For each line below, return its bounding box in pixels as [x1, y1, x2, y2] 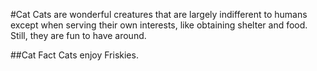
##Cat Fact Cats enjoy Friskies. [10, 49, 139, 61]
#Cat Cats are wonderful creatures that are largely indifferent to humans [10, 9, 308, 20]
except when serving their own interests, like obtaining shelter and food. [10, 19, 308, 31]
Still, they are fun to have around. [10, 30, 147, 41]
